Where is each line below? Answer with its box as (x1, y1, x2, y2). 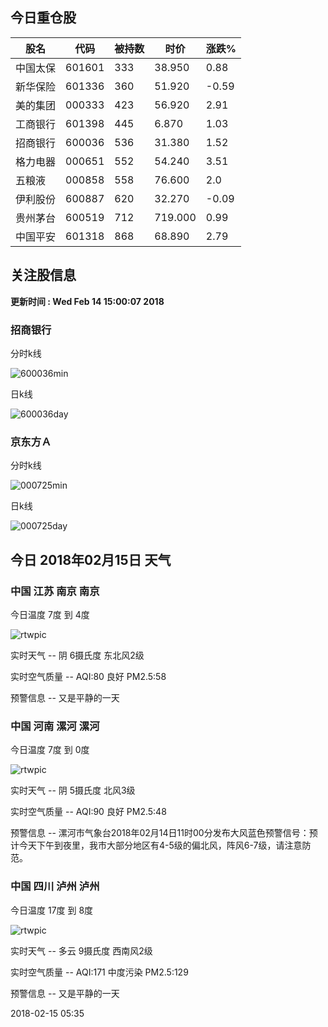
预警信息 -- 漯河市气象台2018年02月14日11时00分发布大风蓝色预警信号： (10, 827, 310, 839)
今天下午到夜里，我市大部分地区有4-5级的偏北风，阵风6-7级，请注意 (18, 839, 303, 852)
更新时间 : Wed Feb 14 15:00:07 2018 (10, 295, 165, 307)
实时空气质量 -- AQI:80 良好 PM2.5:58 (10, 670, 167, 682)
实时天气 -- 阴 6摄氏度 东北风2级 (10, 649, 145, 661)
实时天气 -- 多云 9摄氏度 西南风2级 (10, 944, 153, 957)
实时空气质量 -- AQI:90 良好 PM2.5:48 (10, 806, 167, 818)
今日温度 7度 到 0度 (10, 744, 90, 756)
